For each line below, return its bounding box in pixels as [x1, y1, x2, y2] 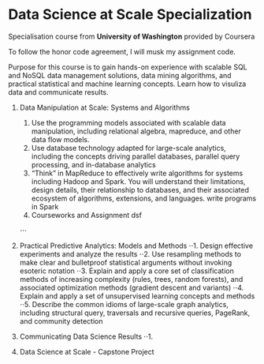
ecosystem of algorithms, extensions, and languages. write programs [31, 193, 257, 203]
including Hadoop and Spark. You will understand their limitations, [31, 176, 246, 186]
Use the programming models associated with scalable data [31, 118, 226, 127]
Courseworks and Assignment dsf [31, 210, 142, 220]
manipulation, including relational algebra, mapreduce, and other [31, 126, 242, 136]
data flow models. [31, 134, 90, 144]
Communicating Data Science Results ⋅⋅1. [19, 332, 154, 341]
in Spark [31, 201, 59, 211]
